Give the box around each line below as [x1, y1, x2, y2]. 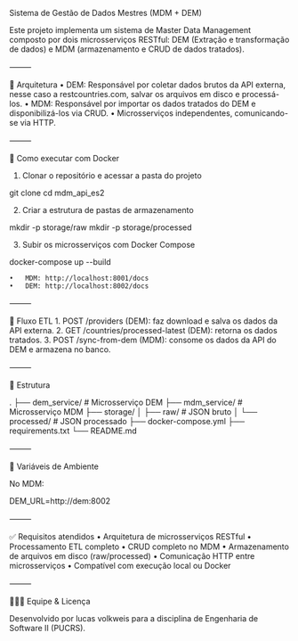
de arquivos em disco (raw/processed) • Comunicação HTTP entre [9, 551, 255, 561]
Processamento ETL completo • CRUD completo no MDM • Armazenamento [9, 541, 289, 552]
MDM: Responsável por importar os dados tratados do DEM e [30, 98, 256, 109]
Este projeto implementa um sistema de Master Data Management [9, 25, 252, 35]
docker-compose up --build [9, 257, 111, 267]
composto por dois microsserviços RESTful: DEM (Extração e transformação [9, 35, 290, 45]
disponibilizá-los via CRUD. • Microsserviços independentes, [9, 108, 233, 119]
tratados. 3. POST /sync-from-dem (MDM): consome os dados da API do [9, 334, 278, 345]
